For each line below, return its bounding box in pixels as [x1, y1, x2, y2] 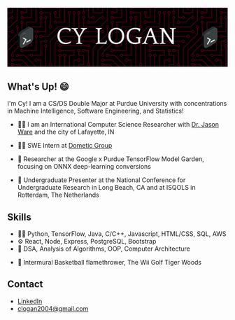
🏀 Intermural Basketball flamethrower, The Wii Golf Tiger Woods [17, 258, 201, 266]
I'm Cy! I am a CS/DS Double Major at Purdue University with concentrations [7, 99, 227, 108]
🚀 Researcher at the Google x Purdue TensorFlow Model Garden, [17, 155, 204, 163]
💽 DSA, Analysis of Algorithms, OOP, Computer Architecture [17, 244, 191, 253]
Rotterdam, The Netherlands [17, 190, 100, 200]
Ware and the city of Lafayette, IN [17, 127, 115, 137]
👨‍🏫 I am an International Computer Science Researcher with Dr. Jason [17, 120, 219, 129]
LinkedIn [17, 297, 43, 305]
